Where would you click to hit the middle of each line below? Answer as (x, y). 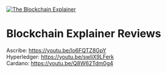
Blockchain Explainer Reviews (84, 34)
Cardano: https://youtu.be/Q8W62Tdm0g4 (60, 63)
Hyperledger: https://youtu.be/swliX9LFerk (60, 57)
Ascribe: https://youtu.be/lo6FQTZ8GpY (56, 50)
